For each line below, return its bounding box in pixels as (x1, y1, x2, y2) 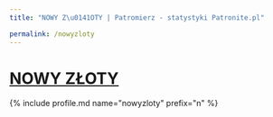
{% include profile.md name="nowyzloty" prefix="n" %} (9, 98, 219, 109)
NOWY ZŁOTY (9, 68, 119, 88)
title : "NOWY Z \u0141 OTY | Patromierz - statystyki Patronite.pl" (9, 13, 265, 22)
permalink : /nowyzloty (9, 29, 95, 39)
